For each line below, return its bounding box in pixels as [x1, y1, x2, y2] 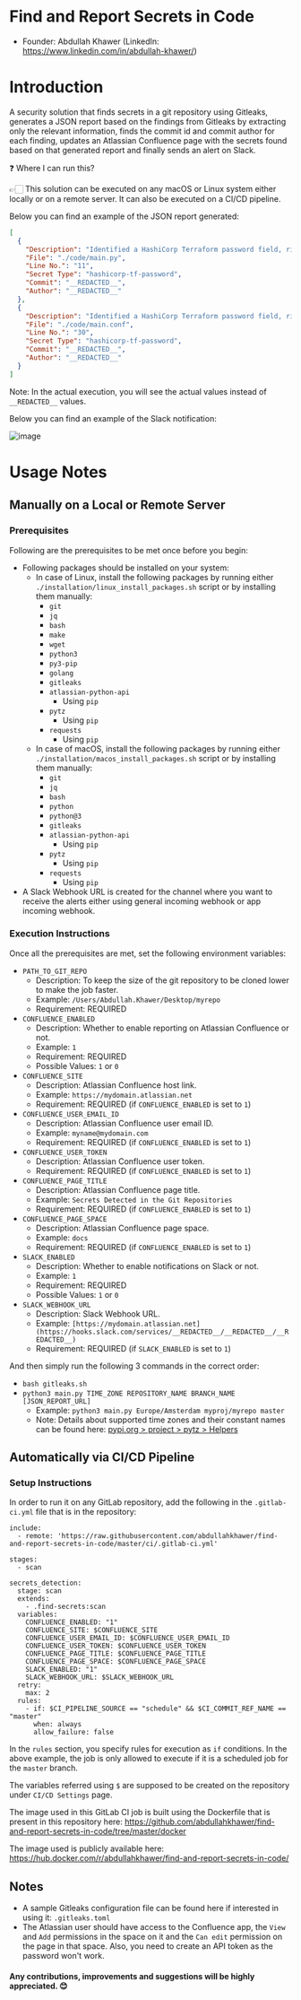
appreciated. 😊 [9, 1980, 68, 1991]
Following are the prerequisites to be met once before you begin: [9, 544, 248, 555]
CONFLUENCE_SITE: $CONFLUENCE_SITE [25, 1626, 159, 1635]
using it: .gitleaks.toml [21, 1912, 110, 1923]
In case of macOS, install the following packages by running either [35, 743, 280, 754]
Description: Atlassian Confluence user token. [35, 1155, 205, 1167]
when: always [32, 1720, 82, 1729]
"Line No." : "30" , [25, 328, 94, 337]
